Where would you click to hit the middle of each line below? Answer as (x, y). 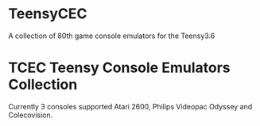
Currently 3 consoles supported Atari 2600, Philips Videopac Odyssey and (130, 106)
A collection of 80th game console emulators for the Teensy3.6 (112, 36)
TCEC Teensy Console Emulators (119, 68)
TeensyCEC (48, 14)
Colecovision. (31, 115)
